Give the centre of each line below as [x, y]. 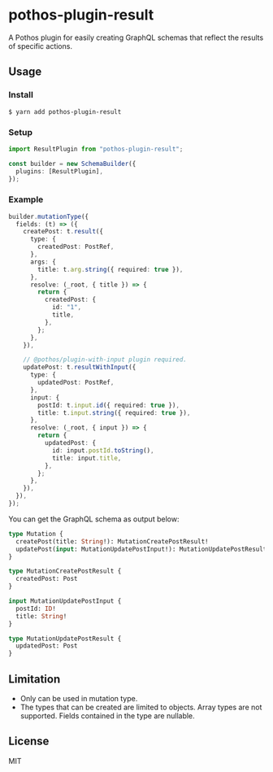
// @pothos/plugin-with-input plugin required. [105, 360]
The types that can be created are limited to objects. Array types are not [141, 707]
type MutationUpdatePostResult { [65, 639]
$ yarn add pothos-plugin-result [65, 111]
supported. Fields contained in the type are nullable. [107, 716]
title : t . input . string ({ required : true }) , [114, 412]
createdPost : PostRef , [76, 247]
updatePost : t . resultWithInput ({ [80, 368]
